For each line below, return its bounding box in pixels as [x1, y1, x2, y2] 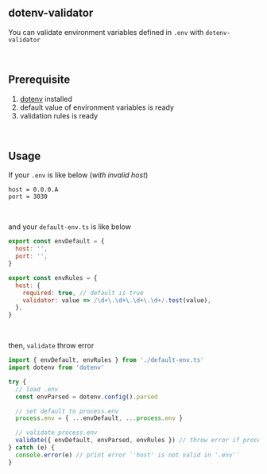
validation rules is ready [19, 111, 99, 120]
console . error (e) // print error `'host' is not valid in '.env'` [15, 451, 240, 459]
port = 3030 [8, 192, 48, 201]
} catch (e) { [8, 444, 56, 452]
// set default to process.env [15, 407, 119, 415]
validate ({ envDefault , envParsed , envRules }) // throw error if [15, 437, 240, 445]
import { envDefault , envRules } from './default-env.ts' [8, 356, 204, 364]
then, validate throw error [8, 341, 95, 351]
